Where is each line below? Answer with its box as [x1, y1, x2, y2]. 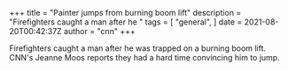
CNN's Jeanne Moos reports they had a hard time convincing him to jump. [9, 53, 281, 62]
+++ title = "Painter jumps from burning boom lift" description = [9, 8, 242, 18]
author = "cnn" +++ [63, 26, 136, 36]
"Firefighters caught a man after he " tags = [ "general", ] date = [9, 17, 243, 27]
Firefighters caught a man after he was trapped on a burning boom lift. [9, 43, 267, 53]
